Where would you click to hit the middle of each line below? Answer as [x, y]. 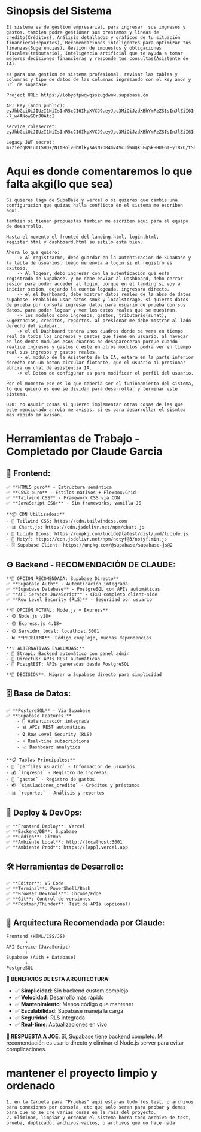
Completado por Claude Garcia [84, 452]
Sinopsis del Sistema [59, 11]
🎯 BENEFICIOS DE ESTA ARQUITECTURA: [58, 979]
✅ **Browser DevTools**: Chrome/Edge [54, 894]
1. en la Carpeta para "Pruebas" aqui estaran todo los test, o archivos [100, 1102]
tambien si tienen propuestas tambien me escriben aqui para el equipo [97, 221]
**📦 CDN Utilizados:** [36, 514]
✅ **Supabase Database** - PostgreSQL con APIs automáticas [83, 589]
